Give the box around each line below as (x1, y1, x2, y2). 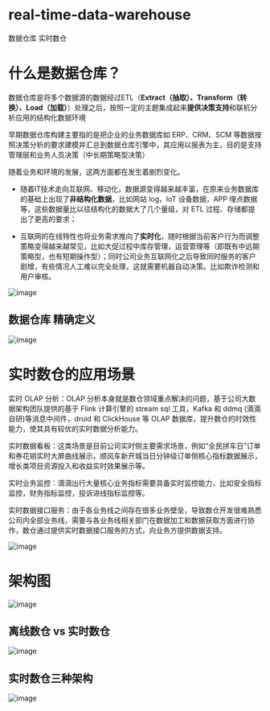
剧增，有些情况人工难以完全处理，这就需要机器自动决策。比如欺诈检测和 (19, 261, 260, 271)
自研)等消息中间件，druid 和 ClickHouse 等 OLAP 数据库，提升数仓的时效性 (8, 413, 257, 423)
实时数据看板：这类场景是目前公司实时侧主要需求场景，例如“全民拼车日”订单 (8, 441, 261, 450)
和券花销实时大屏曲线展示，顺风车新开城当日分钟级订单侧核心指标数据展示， (8, 450, 262, 460)
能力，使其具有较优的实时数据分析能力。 (8, 424, 142, 434)
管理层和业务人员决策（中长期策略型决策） (8, 150, 149, 159)
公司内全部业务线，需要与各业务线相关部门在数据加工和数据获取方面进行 (8, 515, 247, 524)
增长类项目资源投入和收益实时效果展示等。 (8, 461, 149, 471)
